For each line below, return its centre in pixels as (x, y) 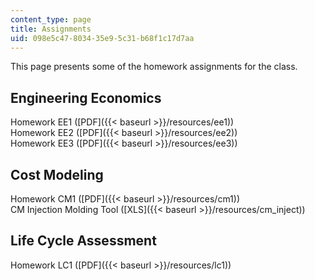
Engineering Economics (86, 97)
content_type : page (51, 19)
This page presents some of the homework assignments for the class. (154, 67)
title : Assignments (51, 29)
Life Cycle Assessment (83, 241)
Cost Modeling (57, 174)
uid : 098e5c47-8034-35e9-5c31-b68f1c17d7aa (102, 38)
